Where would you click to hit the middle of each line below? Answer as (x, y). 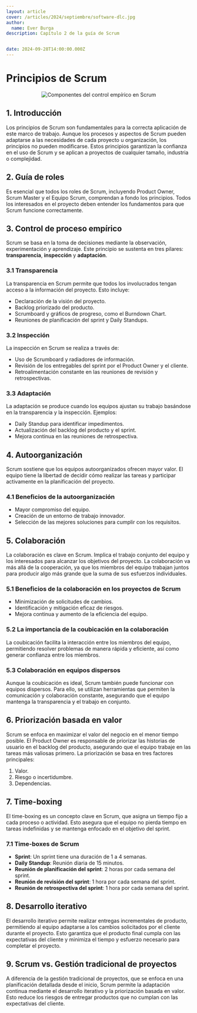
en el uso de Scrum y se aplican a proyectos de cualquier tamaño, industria (97, 152)
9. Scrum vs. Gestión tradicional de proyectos (91, 964)
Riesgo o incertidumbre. (44, 777)
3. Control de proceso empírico (64, 228)
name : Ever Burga (33, 28)
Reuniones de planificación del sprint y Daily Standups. (81, 320)
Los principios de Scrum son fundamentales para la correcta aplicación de (96, 127)
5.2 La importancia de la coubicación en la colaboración (87, 630)
